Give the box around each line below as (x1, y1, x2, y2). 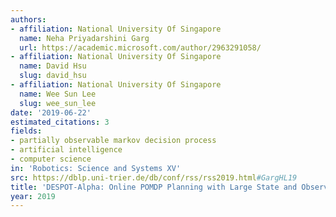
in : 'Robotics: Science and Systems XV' (10, 163, 182, 173)
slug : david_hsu (19, 71, 87, 81)
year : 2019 (10, 191, 56, 201)
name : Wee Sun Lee (19, 89, 97, 99)
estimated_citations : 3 (10, 117, 110, 127)
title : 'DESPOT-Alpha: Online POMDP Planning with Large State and (10, 182, 298, 192)
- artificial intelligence (10, 145, 123, 155)
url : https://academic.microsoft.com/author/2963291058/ (19, 42, 262, 53)
